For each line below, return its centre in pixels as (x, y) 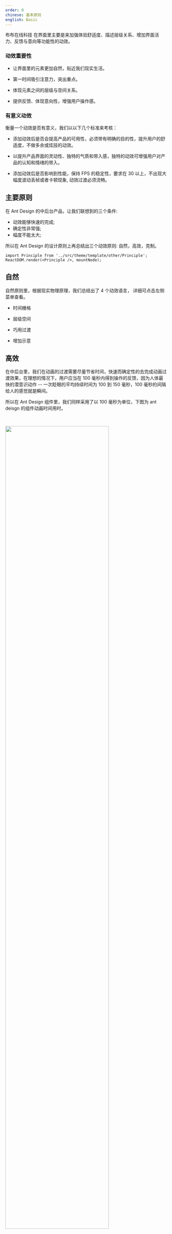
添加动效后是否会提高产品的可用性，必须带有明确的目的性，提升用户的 (87, 138)
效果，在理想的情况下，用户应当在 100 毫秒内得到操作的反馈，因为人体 (84, 378)
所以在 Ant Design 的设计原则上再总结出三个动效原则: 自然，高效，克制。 (82, 245)
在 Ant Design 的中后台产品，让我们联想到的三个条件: (61, 211)
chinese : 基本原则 (24, 15)
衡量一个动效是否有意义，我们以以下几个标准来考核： (61, 128)
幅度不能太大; (27, 235)
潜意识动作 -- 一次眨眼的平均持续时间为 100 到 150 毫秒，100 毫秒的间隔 (90, 384)
